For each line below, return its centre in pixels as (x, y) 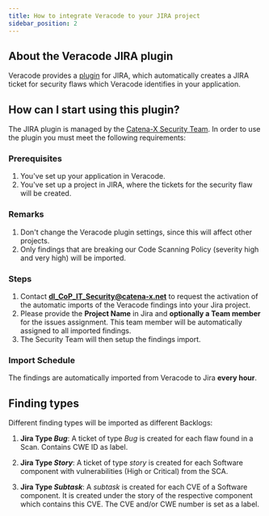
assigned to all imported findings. (76, 331)
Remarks (26, 214)
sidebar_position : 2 (43, 23)
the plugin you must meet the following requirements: (97, 137)
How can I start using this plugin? (94, 110)
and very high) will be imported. (73, 258)
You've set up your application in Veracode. (92, 176)
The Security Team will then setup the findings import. (110, 340)
